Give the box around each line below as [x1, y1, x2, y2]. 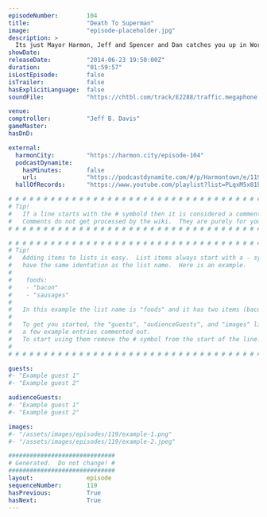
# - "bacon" [8, 283, 59, 291]
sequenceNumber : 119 [8, 481, 98, 489]
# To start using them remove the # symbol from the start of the [8, 335, 240, 343]
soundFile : [8, 93, 44, 101]
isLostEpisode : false [8, 71, 105, 79]
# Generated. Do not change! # [8, 459, 115, 468]
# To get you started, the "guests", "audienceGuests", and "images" [8, 321, 250, 328]
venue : [8, 107, 30, 115]
